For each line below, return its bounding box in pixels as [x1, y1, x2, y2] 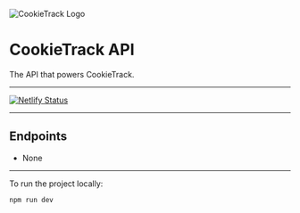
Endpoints [9, 129, 68, 144]
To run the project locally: [9, 178, 104, 189]
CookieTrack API [9, 40, 136, 60]
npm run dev [9, 195, 54, 204]
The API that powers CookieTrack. [9, 69, 135, 79]
